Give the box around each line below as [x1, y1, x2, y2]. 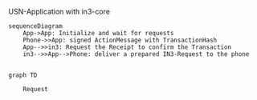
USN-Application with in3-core [8, 7, 111, 16]
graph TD [8, 71, 38, 79]
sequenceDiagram [8, 22, 63, 30]
